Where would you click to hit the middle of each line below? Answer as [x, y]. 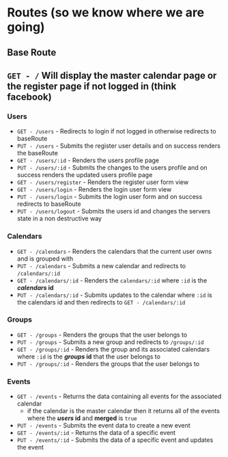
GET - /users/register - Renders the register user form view [103, 182]
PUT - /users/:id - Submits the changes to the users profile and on [112, 168]
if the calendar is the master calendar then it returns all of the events [124, 411]
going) [26, 27]
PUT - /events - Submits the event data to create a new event [104, 426]
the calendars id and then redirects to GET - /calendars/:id [101, 302]
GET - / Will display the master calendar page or [112, 76]
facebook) [30, 97]
